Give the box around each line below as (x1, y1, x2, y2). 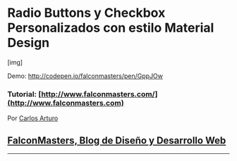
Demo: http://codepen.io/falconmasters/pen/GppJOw (7, 72, 164, 80)
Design (7, 35, 50, 51)
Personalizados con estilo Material (7, 20, 214, 36)
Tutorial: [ (7, 89, 42, 99)
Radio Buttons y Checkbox (7, 5, 166, 21)
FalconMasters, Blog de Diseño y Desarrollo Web (7, 134, 226, 146)
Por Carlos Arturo (7, 114, 59, 122)
